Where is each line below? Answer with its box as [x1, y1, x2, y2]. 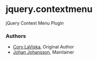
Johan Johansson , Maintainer [12, 49, 74, 55]
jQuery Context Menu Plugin [5, 20, 64, 26]
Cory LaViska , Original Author [12, 44, 74, 50]
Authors [5, 32, 26, 39]
